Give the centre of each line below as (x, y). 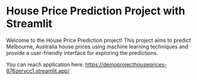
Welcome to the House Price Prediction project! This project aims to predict (99, 40)
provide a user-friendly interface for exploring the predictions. (82, 53)
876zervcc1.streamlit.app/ (38, 70)
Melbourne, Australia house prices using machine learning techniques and (97, 47)
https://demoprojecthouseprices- (126, 64)
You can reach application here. (45, 64)
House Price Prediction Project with (96, 11)
